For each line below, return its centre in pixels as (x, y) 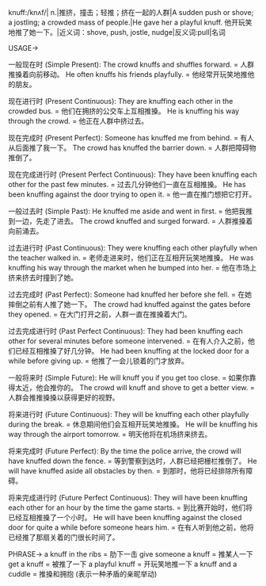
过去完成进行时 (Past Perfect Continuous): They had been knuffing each (125, 331)
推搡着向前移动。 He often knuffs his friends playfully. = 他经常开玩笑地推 (128, 74)
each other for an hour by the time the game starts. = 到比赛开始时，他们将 (131, 507)
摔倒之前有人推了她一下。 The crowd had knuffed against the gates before (129, 304)
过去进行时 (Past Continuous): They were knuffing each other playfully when (133, 248)
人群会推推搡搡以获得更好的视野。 (64, 397)
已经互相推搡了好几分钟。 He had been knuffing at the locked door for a (132, 351)
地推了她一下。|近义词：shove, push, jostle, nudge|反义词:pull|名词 (117, 32)
